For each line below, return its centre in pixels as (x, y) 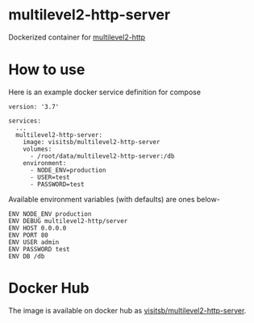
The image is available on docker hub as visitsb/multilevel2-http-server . (127, 310)
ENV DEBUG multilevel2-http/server (68, 221)
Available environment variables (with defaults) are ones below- (114, 199)
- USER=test (50, 177)
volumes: (37, 149)
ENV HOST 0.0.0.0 (37, 228)
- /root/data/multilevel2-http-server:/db (102, 156)
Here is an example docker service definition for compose (105, 92)
